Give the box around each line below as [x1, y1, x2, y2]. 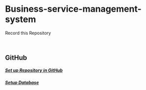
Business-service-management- [5, 3, 142, 15]
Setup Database [5, 80, 39, 86]
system [5, 14, 36, 25]
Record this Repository [5, 30, 51, 36]
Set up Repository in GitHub [5, 67, 63, 73]
